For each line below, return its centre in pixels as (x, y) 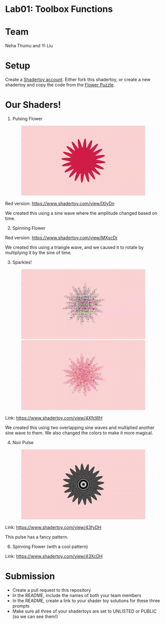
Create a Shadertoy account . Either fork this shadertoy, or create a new (78, 80)
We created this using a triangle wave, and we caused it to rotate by (74, 247)
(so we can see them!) (35, 616)
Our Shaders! (33, 105)
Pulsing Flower (27, 119)
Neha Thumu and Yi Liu (29, 46)
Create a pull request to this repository (52, 590)
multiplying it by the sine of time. (38, 253)
